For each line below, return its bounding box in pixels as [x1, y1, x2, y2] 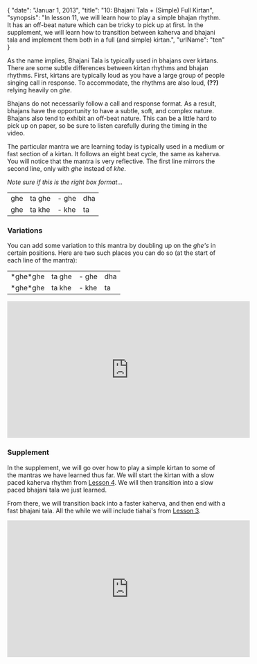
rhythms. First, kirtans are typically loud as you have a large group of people [7, 72, 225, 79]
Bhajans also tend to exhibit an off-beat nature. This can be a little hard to [7, 114, 217, 122]
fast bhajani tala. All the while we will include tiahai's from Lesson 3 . [7, 506, 201, 515]
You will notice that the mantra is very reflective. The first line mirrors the [7, 157, 215, 165]
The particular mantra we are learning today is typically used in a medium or [7, 142, 225, 151]
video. [7, 129, 26, 137]
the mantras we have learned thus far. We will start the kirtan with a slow [7, 471, 215, 479]
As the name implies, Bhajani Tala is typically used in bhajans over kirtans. [7, 56, 219, 65]
